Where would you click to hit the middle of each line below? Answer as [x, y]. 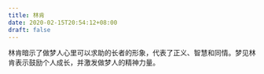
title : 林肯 [26, 15]
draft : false [29, 30]
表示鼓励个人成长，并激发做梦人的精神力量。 [87, 62]
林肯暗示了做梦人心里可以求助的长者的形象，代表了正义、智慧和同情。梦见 [128, 53]
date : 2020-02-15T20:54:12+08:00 [63, 23]
